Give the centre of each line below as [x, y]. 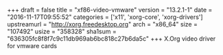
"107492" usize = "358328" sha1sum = [62, 31]
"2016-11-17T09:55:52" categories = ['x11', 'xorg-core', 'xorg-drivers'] [105, 17]
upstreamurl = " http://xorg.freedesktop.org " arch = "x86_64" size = [102, 24]
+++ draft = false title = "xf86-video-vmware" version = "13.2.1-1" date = [110, 10]
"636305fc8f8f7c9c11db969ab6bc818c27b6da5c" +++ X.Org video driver [111, 39]
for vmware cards [32, 46]
